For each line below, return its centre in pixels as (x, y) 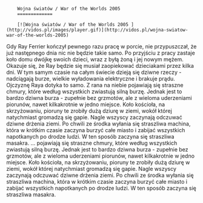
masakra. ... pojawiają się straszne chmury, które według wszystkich (92, 143)
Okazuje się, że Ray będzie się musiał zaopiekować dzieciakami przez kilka (100, 66)
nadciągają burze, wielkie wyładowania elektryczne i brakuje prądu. (91, 78)
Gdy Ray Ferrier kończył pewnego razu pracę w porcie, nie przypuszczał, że (101, 46)
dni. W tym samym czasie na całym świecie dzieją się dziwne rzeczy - (94, 72)
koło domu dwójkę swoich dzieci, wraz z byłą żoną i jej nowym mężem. (95, 59)
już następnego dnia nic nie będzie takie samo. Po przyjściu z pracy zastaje (101, 53)
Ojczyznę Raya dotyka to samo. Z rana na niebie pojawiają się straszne (95, 85)
